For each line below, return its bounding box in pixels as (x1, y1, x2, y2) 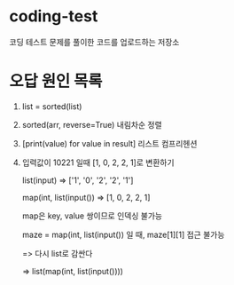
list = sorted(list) (21, 100, 82, 112)
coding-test (9, 6, 98, 27)
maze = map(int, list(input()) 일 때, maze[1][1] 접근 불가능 (21, 229, 225, 240)
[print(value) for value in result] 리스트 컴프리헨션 (21, 138, 198, 148)
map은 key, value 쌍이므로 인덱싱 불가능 (21, 210, 162, 221)
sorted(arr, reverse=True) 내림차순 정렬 (21, 119, 162, 130)
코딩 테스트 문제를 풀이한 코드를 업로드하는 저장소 (9, 36, 180, 47)
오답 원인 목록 (9, 71, 103, 91)
